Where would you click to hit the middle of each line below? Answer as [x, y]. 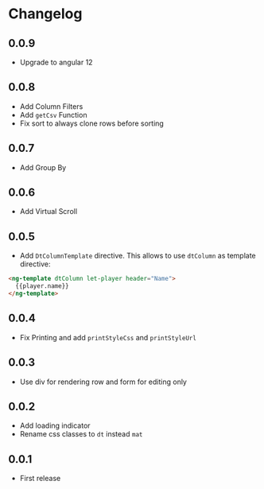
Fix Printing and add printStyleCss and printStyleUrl [108, 337]
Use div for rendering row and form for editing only [103, 382]
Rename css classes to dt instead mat [81, 434]
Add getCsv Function [53, 114]
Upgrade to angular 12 [56, 62]
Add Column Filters [51, 106]
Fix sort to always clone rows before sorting [92, 123]
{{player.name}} [42, 286]
